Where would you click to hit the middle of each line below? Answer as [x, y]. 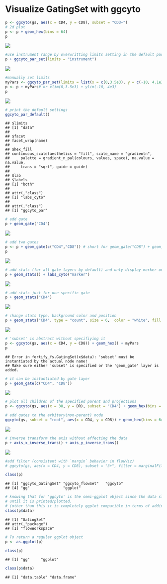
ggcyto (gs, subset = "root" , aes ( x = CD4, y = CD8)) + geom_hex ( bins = [81, 420]
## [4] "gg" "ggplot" [43, 488]
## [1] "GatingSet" [25, 520]
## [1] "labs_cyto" [25, 198]
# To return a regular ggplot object [44, 537]
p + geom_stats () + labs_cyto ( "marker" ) [48, 274]
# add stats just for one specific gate [48, 293]
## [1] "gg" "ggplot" [32, 560]
